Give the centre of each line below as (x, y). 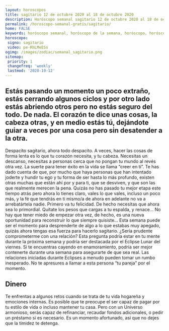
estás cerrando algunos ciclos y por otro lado (77, 99)
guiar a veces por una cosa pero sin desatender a (84, 131)
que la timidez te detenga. (32, 323)
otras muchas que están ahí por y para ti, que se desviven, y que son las (80, 182)
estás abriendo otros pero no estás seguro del (79, 107)
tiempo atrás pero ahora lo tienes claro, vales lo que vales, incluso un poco (83, 193)
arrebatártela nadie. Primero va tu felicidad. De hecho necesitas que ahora (82, 204)
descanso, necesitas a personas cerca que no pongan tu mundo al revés (80, 161)
